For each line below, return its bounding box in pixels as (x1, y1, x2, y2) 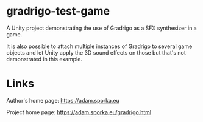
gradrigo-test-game (6, 4, 110, 18)
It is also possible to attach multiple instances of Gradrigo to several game (6, 42, 193, 50)
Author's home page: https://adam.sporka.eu (6, 97, 120, 104)
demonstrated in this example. (6, 55, 82, 63)
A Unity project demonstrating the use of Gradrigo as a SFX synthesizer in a (6, 24, 197, 32)
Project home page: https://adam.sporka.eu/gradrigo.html (6, 108, 151, 116)
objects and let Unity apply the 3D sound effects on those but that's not (6, 49, 186, 56)
